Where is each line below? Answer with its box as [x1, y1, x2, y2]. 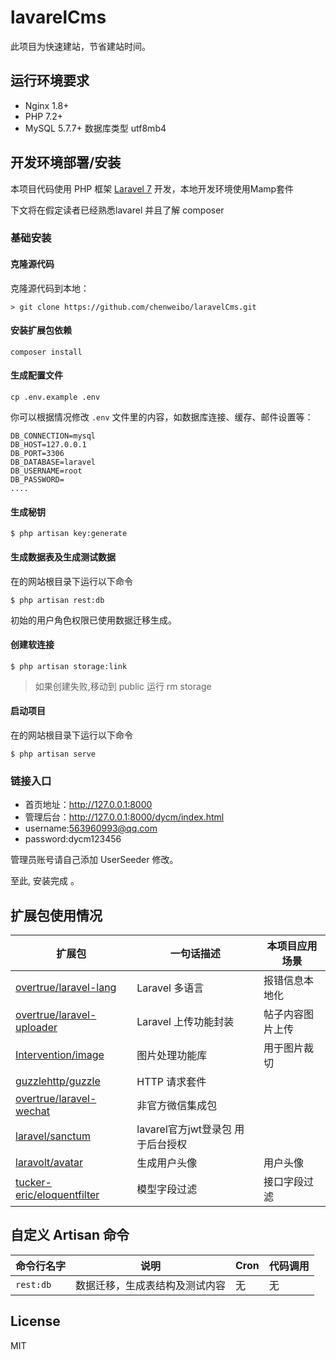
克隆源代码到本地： [10, 282, 90, 294]
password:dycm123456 [24, 833, 122, 845]
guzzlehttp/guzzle [15, 1074, 101, 1088]
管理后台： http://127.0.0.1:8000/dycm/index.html [24, 811, 225, 823]
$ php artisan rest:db [10, 595, 105, 605]
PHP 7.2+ [24, 110, 64, 122]
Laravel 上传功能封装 [136, 1015, 235, 1029]
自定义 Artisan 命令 [10, 1227, 130, 1244]
